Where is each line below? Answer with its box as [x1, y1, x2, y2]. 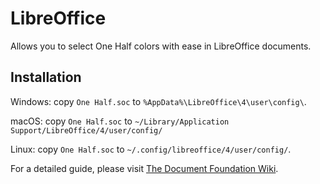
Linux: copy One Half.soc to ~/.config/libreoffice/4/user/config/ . [10, 143, 292, 155]
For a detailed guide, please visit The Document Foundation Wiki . [10, 162, 279, 174]
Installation [10, 69, 82, 86]
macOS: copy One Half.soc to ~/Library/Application [10, 115, 230, 127]
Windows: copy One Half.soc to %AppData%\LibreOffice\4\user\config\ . [10, 95, 307, 107]
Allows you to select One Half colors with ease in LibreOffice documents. [10, 40, 312, 52]
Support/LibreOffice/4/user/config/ [10, 125, 163, 136]
